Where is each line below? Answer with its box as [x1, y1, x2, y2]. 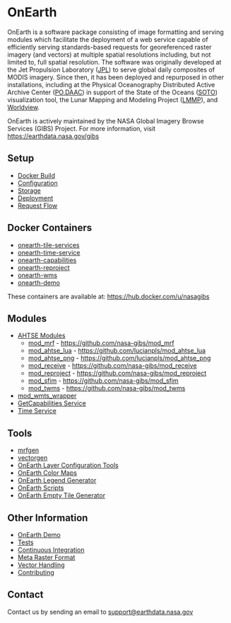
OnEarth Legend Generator [17, 476, 97, 485]
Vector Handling [17, 561, 65, 569]
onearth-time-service [17, 248, 81, 257]
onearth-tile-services [17, 240, 80, 249]
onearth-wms [17, 271, 58, 279]
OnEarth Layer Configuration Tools [17, 461, 119, 470]
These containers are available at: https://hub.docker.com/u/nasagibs [7, 292, 210, 301]
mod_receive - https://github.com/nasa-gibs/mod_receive [28, 361, 197, 370]
